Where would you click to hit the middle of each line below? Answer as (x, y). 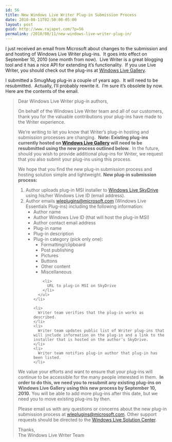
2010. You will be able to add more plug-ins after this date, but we (88, 393)
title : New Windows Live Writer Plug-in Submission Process (71, 15)
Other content (56, 266)
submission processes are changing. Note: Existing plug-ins (83, 137)
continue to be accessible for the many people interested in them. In (91, 377)
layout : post (19, 24)
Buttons (49, 261)
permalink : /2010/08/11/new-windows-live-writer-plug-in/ (69, 34)
